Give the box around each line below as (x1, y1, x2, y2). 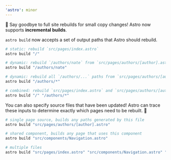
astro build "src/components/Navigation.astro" (5, 136, 108, 141)
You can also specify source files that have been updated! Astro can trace (5, 102, 160, 108)
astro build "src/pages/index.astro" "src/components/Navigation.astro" (5, 150, 163, 155)
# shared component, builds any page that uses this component (5, 131, 142, 136)
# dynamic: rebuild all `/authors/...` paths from (5, 74, 115, 79)
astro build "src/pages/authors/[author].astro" (5, 122, 110, 127)
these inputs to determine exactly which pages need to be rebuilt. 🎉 (5, 107, 147, 113)
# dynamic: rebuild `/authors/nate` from (5, 60, 95, 66)
